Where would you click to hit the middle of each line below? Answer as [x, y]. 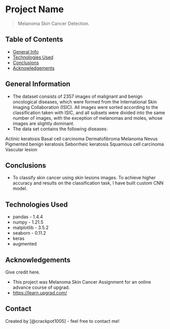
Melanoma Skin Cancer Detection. [54, 23]
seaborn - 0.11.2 [29, 233]
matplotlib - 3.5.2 [31, 228]
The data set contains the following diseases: [60, 129]
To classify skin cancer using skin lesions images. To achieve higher [84, 178]
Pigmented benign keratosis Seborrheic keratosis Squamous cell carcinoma [85, 144]
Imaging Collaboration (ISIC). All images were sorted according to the [86, 107]
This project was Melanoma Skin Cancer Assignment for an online [82, 282]
